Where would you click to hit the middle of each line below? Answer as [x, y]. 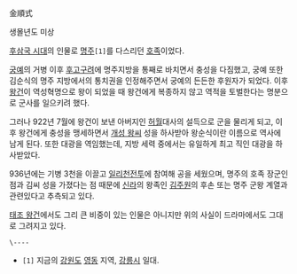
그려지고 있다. [42, 226]
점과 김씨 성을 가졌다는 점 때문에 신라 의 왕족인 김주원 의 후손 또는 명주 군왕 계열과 [148, 185]
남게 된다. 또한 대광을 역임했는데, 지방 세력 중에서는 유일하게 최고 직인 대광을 [141, 144]
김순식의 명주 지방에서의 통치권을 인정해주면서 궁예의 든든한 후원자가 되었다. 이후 [149, 81]
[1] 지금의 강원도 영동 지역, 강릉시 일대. [90, 260]
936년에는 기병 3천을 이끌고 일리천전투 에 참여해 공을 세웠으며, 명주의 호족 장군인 [149, 174]
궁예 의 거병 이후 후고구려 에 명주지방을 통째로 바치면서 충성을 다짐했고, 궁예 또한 [146, 70]
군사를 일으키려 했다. [54, 103]
